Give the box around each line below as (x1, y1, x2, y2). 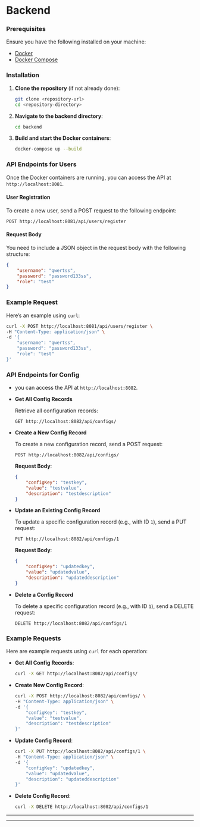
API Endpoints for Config (6, 370, 80, 378)
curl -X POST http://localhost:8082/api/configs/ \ (14, 693, 146, 699)
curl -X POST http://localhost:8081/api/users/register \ (6, 323, 153, 329)
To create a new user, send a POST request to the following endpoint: (6, 206, 177, 214)
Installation (6, 71, 40, 79)
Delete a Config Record (14, 591, 74, 598)
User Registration (6, 194, 51, 201)
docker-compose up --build (14, 146, 82, 152)
